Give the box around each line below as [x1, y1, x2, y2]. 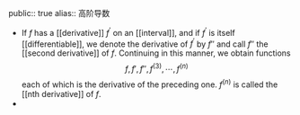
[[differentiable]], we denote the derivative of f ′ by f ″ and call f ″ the [21, 37, 269, 49]
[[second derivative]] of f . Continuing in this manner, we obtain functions [21, 48, 291, 58]
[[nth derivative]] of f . [21, 88, 101, 99]
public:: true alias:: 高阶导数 [8, 8, 110, 18]
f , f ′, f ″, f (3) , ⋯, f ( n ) [124, 62, 190, 74]
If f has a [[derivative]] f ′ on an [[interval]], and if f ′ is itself [21, 26, 235, 38]
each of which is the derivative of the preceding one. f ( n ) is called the [21, 77, 278, 90]
